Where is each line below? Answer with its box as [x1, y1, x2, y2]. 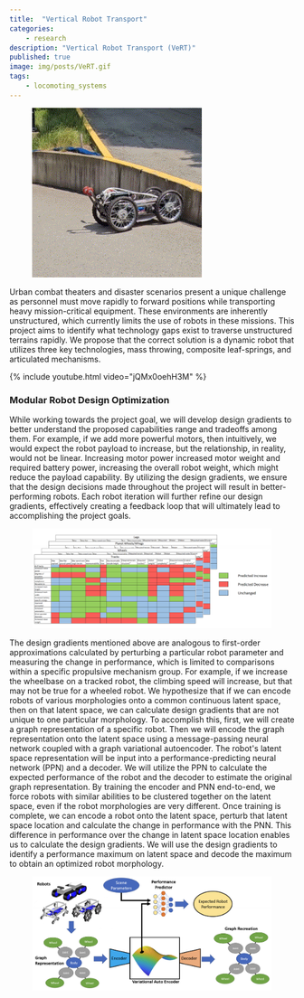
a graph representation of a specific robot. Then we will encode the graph [9, 723, 285, 734]
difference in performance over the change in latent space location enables [9, 829, 290, 840]
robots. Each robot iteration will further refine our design [52, 491, 263, 502]
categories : [9, 24, 54, 33]
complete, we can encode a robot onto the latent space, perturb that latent [9, 810, 288, 821]
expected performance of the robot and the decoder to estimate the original [9, 771, 292, 782]
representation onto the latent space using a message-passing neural [9, 733, 269, 744]
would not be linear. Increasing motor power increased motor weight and [9, 453, 280, 464]
